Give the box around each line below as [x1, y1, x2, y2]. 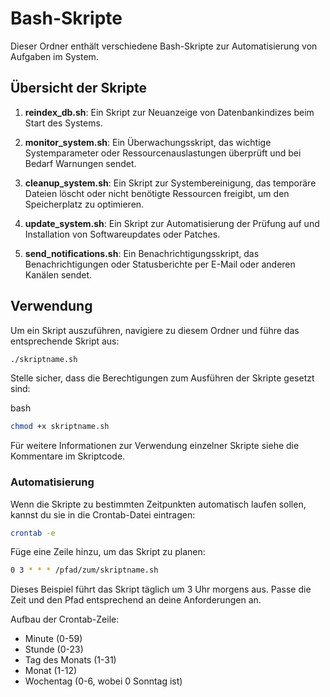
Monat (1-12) [24, 665, 78, 677]
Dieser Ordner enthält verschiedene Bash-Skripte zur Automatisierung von [10, 40, 318, 52]
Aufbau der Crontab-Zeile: [10, 613, 120, 626]
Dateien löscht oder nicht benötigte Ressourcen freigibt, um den [24, 187, 290, 199]
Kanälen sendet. [24, 268, 93, 281]
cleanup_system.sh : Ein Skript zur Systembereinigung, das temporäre [24, 177, 317, 189]
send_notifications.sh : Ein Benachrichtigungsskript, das [24, 247, 260, 259]
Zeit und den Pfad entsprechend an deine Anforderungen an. [10, 594, 262, 606]
